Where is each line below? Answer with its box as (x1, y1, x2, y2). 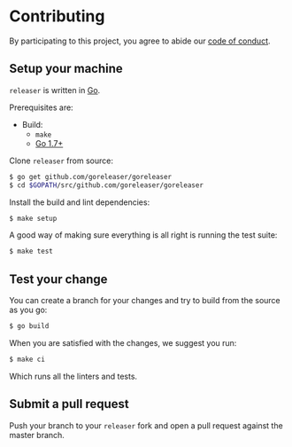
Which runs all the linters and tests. (9, 371, 138, 381)
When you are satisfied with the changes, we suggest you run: (9, 337, 237, 348)
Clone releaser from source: (9, 155, 113, 166)
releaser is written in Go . (9, 84, 101, 95)
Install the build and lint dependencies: (9, 197, 150, 208)
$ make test (9, 247, 53, 256)
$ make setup (9, 214, 58, 223)
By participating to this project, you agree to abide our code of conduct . (9, 35, 272, 46)
